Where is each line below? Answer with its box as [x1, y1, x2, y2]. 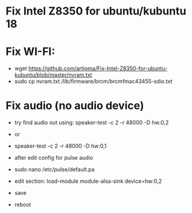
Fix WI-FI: [5, 45, 56, 59]
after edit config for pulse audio [14, 154, 94, 162]
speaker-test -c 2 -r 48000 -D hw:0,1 [14, 142, 107, 149]
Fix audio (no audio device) [5, 99, 144, 113]
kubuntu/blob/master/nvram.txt [14, 71, 92, 79]
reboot [14, 201, 31, 208]
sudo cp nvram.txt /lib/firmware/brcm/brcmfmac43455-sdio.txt [14, 77, 173, 85]
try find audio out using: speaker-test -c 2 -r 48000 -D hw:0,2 [14, 119, 169, 126]
